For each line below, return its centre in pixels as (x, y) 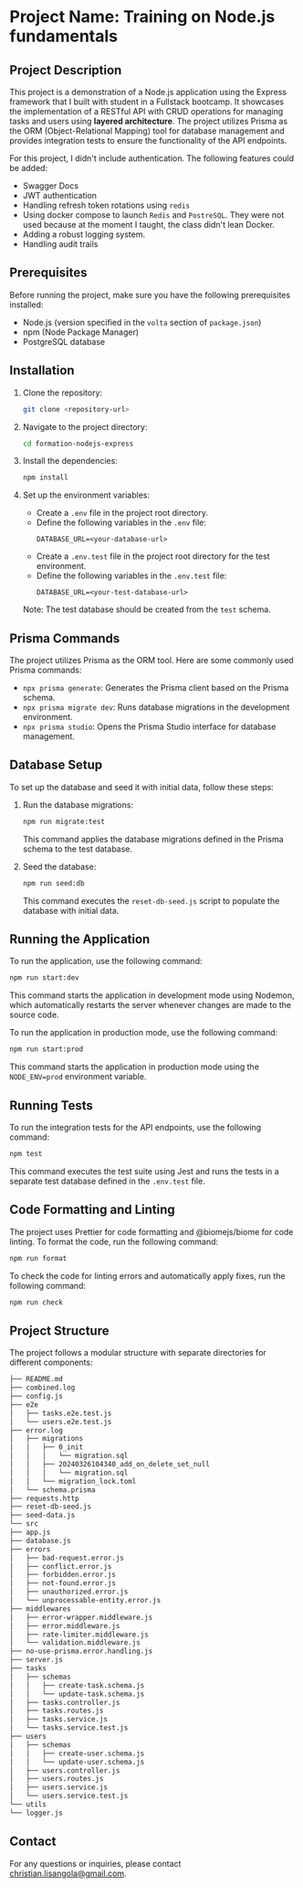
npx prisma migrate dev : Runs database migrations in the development (156, 707)
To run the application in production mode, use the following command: (144, 1033)
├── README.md (37, 1379)
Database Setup (56, 765)
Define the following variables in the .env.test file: (131, 576)
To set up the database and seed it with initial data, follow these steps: (141, 787)
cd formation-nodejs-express (78, 444)
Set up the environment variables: (86, 495)
